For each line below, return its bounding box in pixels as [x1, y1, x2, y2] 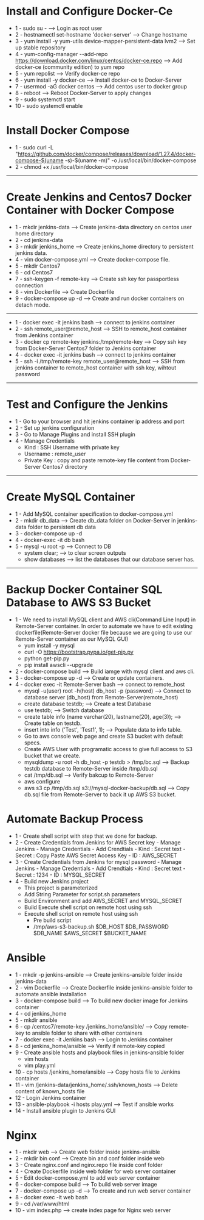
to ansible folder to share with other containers [25, 1029, 143, 1036]
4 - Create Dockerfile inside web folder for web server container [15, 1168, 176, 1175]
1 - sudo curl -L [15, 143, 53, 151]
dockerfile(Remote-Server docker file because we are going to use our [15, 629, 192, 636]
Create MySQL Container [6, 490, 135, 504]
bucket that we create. [24, 752, 81, 759]
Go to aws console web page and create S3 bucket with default [24, 732, 183, 740]
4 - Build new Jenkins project [15, 877, 89, 885]
